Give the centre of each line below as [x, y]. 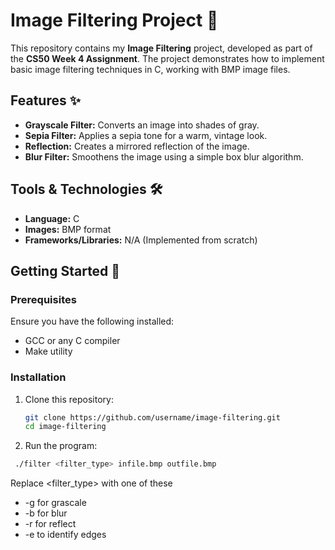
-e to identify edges [65, 535]
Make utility [48, 351]
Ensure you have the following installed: [92, 321]
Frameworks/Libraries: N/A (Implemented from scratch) [141, 240]
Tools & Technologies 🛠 [86, 189]
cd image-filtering [65, 427]
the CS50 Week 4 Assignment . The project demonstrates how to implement [167, 58]
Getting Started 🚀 [65, 270]
